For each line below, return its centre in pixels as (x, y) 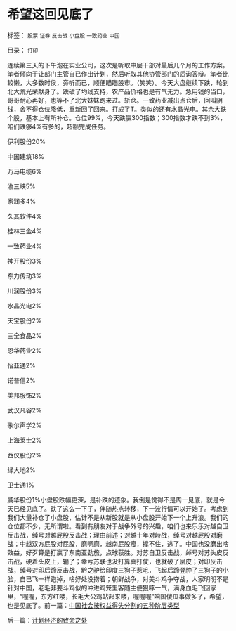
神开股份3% (25, 261)
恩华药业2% (25, 350)
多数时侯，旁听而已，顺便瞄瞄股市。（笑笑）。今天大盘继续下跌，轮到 (130, 82)
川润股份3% (25, 291)
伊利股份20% (27, 141)
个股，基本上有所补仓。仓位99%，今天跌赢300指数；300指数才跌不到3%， (117, 117)
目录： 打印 (23, 50)
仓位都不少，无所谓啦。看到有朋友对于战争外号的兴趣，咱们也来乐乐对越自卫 (118, 526)
